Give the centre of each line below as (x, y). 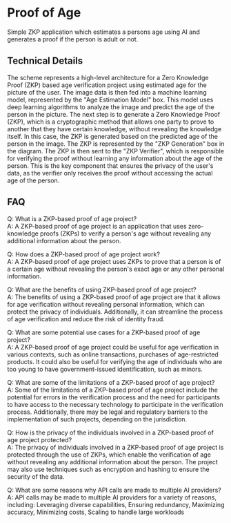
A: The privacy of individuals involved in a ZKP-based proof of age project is (115, 447)
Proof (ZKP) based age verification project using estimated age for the (107, 85)
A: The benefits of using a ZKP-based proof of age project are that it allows (114, 297)
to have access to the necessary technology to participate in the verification (115, 404)
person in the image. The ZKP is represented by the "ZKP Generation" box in (116, 144)
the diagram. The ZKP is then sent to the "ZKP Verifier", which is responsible (115, 151)
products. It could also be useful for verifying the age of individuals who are (115, 361)
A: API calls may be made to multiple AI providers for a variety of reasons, (112, 497)
